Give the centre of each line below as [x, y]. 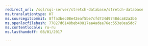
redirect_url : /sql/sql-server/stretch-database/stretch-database [74, 9]
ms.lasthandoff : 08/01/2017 [34, 32]
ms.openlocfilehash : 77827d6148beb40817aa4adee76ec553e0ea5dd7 [71, 23]
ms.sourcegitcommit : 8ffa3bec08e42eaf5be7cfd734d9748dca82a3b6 [71, 18]
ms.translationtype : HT [29, 14]
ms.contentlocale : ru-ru [30, 28]
